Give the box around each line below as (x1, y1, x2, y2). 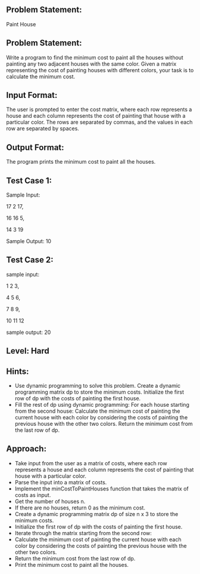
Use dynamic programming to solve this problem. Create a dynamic (14, 382, 181, 389)
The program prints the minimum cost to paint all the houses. (6, 158, 156, 165)
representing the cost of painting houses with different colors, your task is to (6, 66, 194, 73)
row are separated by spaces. (6, 125, 79, 132)
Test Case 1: (6, 176, 52, 186)
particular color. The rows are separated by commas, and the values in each (6, 119, 193, 126)
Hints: (6, 366, 29, 376)
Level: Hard (6, 346, 49, 356)
